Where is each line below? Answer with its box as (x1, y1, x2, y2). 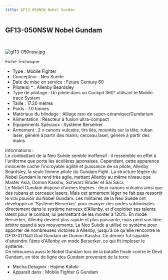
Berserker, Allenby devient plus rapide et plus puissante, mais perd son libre (5, 217, 162, 223)
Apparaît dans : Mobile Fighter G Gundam (12, 269, 98, 275)
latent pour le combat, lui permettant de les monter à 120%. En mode (5, 211, 147, 217)
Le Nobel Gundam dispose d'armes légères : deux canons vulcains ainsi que (5, 185, 163, 191)
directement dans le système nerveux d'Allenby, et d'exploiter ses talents (5, 206, 156, 212)
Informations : (5, 148, 34, 154)
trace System (12, 95, 40, 101)
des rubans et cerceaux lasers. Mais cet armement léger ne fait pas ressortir (5, 190, 163, 196)
